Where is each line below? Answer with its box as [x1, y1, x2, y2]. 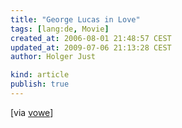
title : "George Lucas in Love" [10, 14, 141, 25]
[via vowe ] [10, 106, 54, 118]
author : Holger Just [10, 52, 97, 62]
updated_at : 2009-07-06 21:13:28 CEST [10, 42, 172, 53]
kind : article [10, 70, 70, 80]
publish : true [10, 79, 70, 90]
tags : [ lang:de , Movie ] [10, 24, 110, 34]
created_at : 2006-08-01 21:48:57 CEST [10, 33, 172, 43]
